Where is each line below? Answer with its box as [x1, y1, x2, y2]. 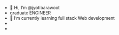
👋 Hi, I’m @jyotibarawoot [9, 5, 60, 10]
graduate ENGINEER [9, 10, 51, 16]
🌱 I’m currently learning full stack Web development [9, 15, 115, 21]
